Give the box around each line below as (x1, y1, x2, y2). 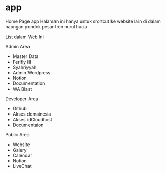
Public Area (5, 131, 30, 137)
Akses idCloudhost (12, 116, 52, 122)
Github (12, 105, 27, 111)
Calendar (12, 152, 32, 158)
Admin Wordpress (12, 69, 51, 75)
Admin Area (5, 43, 30, 49)
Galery (12, 147, 27, 153)
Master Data (12, 53, 39, 60)
